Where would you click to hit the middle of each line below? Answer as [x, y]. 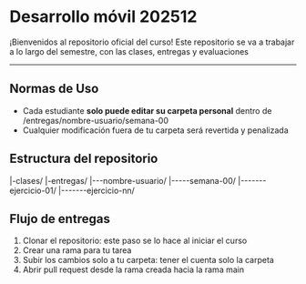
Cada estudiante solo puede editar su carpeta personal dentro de [147, 110]
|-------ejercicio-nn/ [96, 190]
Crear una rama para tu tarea [77, 250]
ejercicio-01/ [33, 190]
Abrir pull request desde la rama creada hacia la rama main [133, 269]
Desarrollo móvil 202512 [103, 17]
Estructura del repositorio [84, 159]
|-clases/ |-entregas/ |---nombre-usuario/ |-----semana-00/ [123, 180]
